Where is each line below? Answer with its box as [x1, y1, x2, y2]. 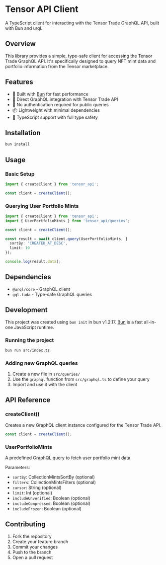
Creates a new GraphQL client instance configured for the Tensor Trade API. [5, 422, 162, 428]
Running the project [5, 336, 54, 343]
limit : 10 [9, 245, 30, 250]
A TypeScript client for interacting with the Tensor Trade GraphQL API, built [5, 20, 160, 26]
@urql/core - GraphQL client [12, 286, 71, 292]
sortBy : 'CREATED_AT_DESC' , [9, 241, 68, 246]
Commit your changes [12, 544, 58, 550]
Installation [5, 128, 41, 137]
